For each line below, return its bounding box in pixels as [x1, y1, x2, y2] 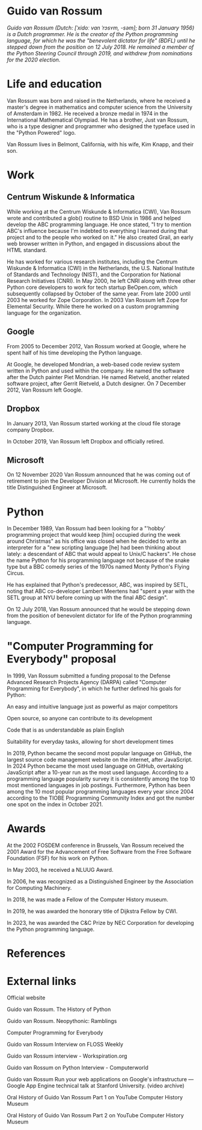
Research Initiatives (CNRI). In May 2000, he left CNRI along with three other [7, 277, 196, 284]
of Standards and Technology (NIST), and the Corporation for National [7, 271, 181, 278]
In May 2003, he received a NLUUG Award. [7, 866, 114, 874]
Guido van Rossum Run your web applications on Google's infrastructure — [7, 1076, 194, 1083]
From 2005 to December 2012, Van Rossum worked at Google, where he [7, 342, 186, 350]
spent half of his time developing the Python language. [7, 349, 142, 356]
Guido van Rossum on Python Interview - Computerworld [7, 1064, 149, 1072]
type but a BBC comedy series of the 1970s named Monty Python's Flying [7, 563, 190, 570]
